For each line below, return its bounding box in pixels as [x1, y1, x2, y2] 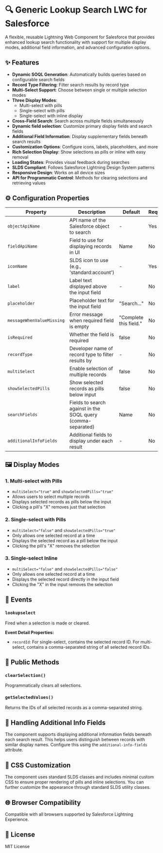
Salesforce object [69, 223, 110, 230]
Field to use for [69, 237, 104, 244]
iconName [7, 264, 28, 269]
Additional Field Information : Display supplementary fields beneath [12, 133, 148, 139]
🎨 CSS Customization [5, 761, 71, 769]
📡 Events [5, 596, 33, 604]
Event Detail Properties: [5, 629, 54, 635]
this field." [118, 320, 142, 327]
